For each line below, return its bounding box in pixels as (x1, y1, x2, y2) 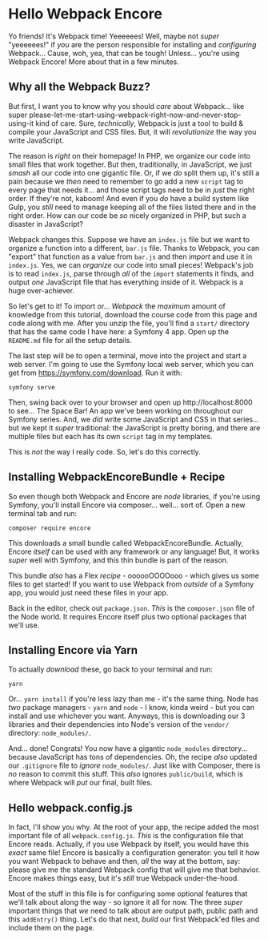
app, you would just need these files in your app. (8, 587, 169, 597)
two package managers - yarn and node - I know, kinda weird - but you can (8, 703, 254, 712)
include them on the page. (8, 923, 95, 933)
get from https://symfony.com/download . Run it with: (8, 368, 182, 377)
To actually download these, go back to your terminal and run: (8, 664, 214, 674)
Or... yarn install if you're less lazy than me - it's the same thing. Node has (8, 694, 259, 704)
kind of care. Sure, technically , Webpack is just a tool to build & (35, 118, 244, 128)
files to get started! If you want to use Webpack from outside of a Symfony (8, 579, 254, 589)
